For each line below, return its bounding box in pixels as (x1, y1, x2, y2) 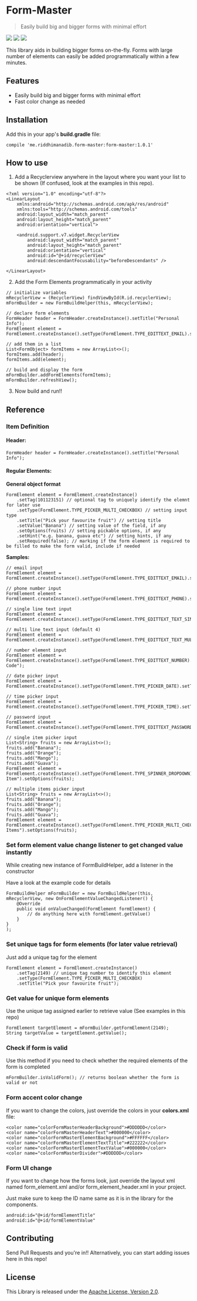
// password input (6, 714, 51, 720)
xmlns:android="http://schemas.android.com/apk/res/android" (16, 201, 169, 208)
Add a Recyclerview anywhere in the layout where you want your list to (14, 173, 186, 180)
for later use (6, 502, 41, 509)
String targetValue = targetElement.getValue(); (6, 1030, 127, 1036)
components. (6, 1200, 38, 1208)
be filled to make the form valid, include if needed (6, 543, 141, 550)
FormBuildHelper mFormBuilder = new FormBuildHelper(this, (6, 891, 154, 897)
